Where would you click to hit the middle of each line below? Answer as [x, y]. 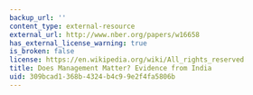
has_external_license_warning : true [78, 43]
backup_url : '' [38, 18]
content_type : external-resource [72, 26]
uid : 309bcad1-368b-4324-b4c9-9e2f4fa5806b [93, 77]
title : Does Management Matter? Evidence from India [111, 69]
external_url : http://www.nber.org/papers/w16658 [105, 34]
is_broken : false [42, 52]
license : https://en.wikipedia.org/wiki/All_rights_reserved [127, 60]
